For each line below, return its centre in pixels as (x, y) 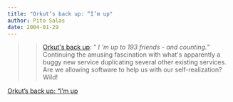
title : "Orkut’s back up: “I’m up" (60, 14)
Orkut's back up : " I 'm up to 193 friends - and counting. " (126, 47)
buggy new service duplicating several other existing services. (134, 62)
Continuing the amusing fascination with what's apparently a (131, 55)
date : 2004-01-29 (33, 27)
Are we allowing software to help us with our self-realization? (132, 70)
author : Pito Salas (36, 21)
